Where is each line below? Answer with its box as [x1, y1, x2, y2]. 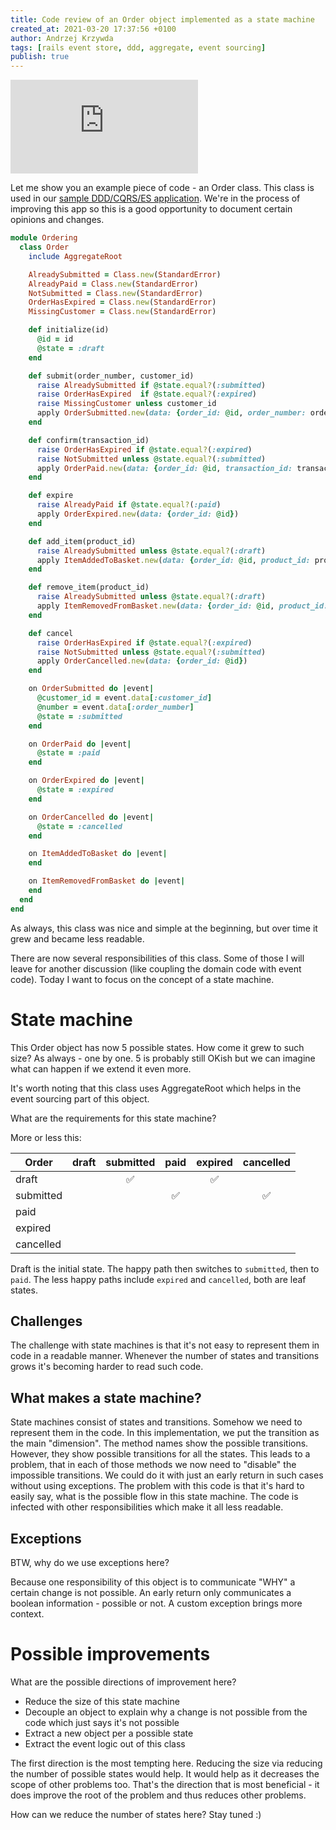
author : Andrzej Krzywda [10, 33, 114, 43]
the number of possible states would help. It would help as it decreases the [10, 1767, 320, 1780]
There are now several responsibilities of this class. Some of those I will [10, 952, 305, 964]
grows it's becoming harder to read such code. [10, 1361, 204, 1373]
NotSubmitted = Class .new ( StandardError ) [28, 288, 203, 298]
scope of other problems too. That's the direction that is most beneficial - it [10, 1778, 320, 1790]
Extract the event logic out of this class [24, 1737, 186, 1750]
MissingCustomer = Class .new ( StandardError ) [28, 307, 217, 317]
